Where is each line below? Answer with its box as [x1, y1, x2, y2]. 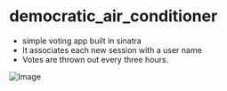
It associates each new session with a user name [21, 44, 202, 55]
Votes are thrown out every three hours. [21, 54, 169, 64]
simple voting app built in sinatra [21, 35, 142, 46]
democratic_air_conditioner [9, 6, 218, 27]
